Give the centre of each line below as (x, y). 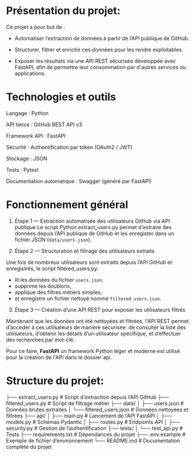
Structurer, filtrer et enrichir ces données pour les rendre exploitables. (99, 49)
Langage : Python (27, 113)
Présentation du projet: (64, 11)
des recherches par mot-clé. (40, 340)
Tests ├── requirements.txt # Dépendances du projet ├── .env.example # (96, 434)
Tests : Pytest (23, 170)
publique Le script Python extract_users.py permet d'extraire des (93, 227)
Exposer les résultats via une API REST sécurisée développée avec (95, 61)
